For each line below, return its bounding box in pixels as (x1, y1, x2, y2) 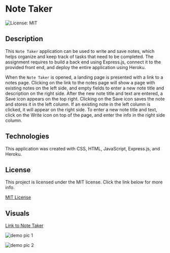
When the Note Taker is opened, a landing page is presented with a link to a (5, 74, 163, 80)
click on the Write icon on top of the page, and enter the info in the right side (5, 112, 165, 118)
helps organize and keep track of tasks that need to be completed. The (5, 53, 154, 59)
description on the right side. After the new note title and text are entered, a (5, 90, 163, 97)
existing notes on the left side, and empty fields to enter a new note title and (5, 85, 164, 91)
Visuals (5, 209, 29, 217)
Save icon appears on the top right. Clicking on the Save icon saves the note (5, 96, 165, 102)
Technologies (5, 132, 50, 141)
